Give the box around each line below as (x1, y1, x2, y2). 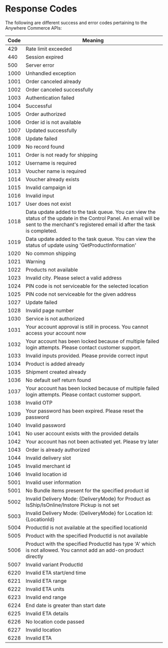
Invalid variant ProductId (25, 561, 83, 568)
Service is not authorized (25, 315, 84, 322)
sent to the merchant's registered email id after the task (25, 221, 156, 228)
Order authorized (25, 110, 66, 117)
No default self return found (25, 376, 91, 383)
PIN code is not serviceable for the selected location (25, 282, 148, 289)
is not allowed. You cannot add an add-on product (25, 547, 144, 554)
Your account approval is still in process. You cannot (25, 323, 148, 330)
